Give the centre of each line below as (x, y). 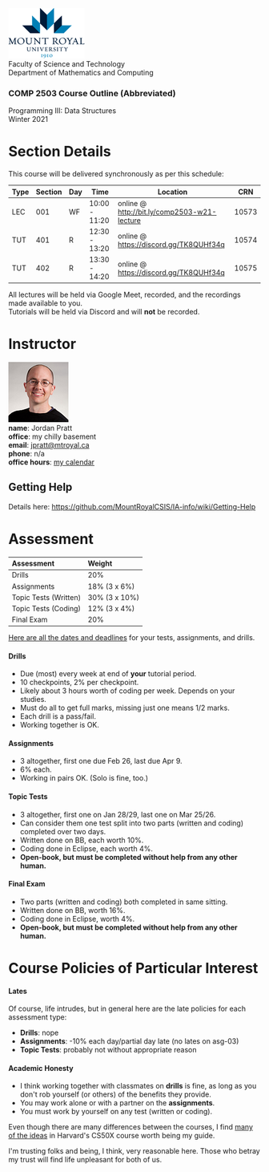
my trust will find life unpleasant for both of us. (85, 1160)
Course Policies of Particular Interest (133, 968)
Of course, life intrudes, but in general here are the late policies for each (127, 1009)
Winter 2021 (28, 120)
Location (173, 192)
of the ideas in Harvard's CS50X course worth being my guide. (112, 1136)
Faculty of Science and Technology (67, 64)
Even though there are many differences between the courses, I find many (131, 1127)
